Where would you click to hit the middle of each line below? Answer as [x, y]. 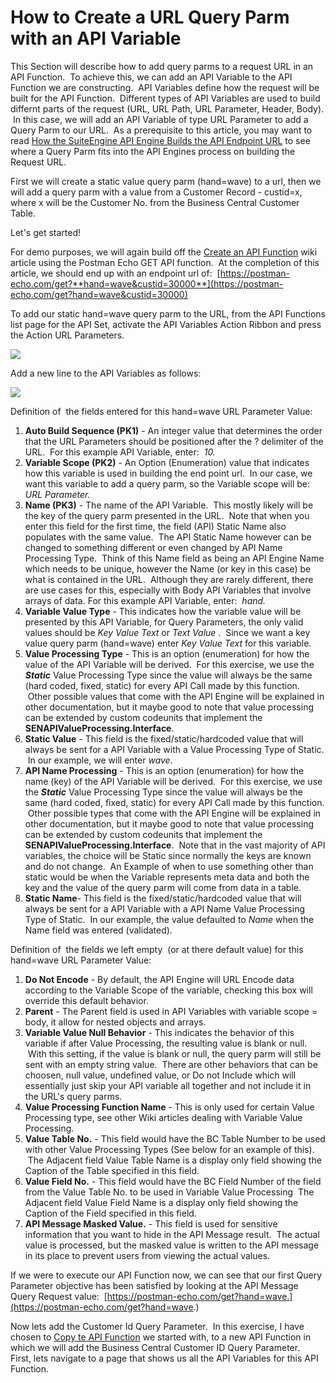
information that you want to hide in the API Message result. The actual [172, 1234]
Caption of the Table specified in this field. [112, 1170]
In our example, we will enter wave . [100, 760]
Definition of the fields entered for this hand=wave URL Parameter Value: [161, 411]
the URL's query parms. [73, 1096]
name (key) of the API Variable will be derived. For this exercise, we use [173, 781]
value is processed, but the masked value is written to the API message [172, 1245]
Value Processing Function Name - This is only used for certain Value [169, 1107]
